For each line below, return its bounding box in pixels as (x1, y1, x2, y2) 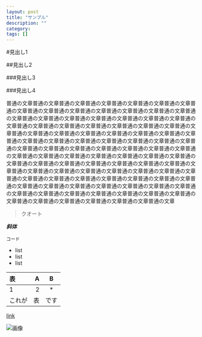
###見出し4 (6, 87, 36, 94)
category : (6, 25, 31, 32)
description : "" (6, 20, 47, 26)
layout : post (6, 8, 39, 15)
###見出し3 (6, 74, 36, 81)
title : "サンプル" (6, 14, 49, 20)
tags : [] (6, 31, 28, 37)
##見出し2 (6, 61, 32, 69)
